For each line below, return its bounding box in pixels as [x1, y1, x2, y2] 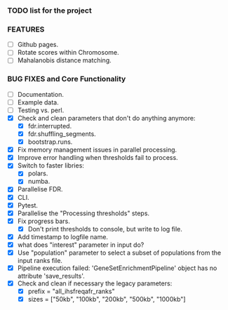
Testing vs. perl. [17, 106, 65, 114]
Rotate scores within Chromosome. [17, 48, 119, 57]
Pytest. [17, 201, 39, 209]
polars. [27, 169, 48, 177]
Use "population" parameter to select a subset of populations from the [17, 248, 222, 257]
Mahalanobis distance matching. [17, 56, 112, 65]
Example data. [17, 97, 60, 107]
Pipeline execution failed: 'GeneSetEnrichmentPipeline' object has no [17, 264, 217, 272]
